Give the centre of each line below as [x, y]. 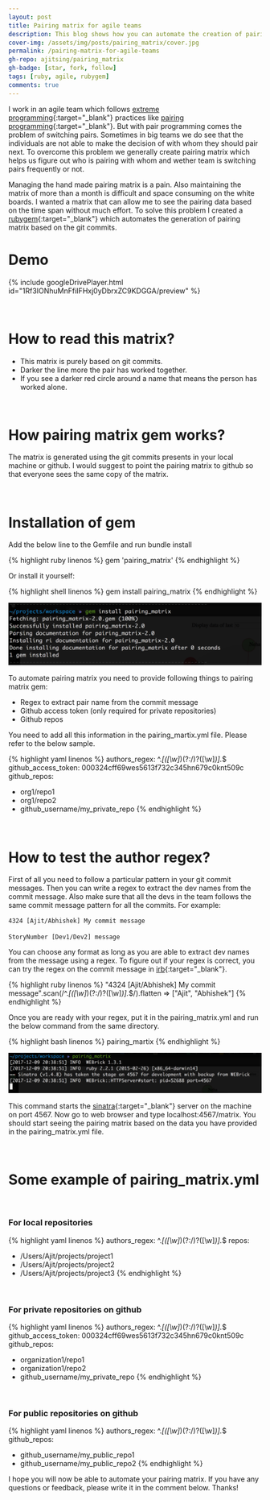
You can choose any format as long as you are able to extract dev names [129, 952]
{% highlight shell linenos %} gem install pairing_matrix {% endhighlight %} [133, 591]
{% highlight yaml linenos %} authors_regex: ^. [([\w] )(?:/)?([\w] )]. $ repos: [129, 1240]
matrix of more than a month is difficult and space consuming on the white [131, 193]
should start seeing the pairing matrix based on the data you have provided [133, 1123]
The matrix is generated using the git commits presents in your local [121, 457]
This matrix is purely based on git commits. [91, 361]
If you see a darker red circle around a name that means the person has [139, 378]
